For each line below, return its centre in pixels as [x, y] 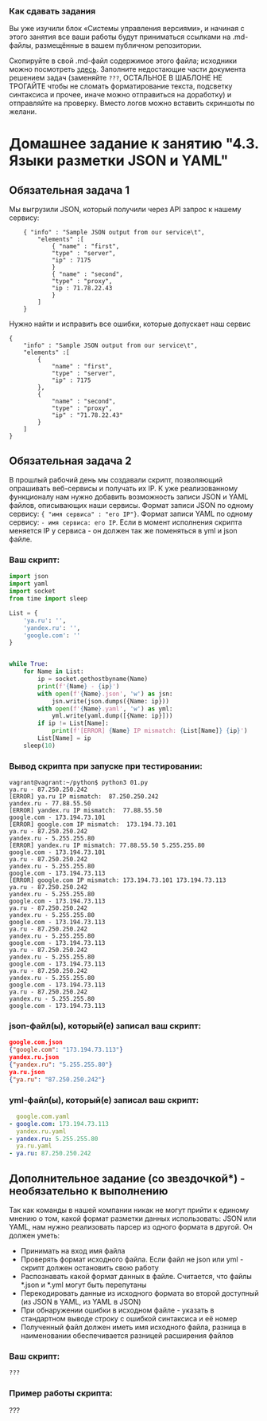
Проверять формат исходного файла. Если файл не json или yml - [132, 1259]
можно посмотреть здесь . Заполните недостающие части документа [128, 69]
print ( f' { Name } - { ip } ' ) [79, 686]
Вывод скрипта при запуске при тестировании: [106, 766]
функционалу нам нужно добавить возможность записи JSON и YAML [129, 497]
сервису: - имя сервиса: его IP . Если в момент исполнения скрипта [126, 522]
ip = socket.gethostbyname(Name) [93, 679]
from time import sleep [48, 599]
